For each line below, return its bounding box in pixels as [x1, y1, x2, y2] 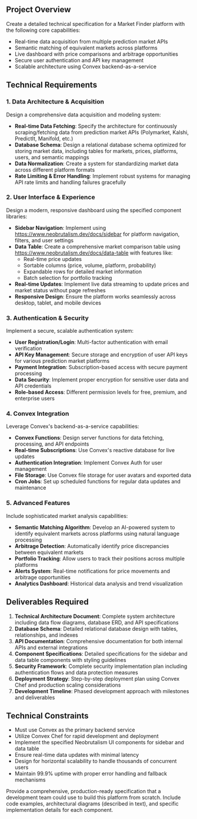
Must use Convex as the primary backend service [14, 726, 135, 734]
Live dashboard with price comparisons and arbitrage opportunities [14, 50, 178, 58]
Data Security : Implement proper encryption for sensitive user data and [14, 376, 189, 383]
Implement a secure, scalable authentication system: [6, 327, 134, 335]
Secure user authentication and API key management [14, 56, 144, 63]
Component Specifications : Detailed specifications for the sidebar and [14, 650, 188, 657]
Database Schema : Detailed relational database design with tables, [14, 625, 178, 632]
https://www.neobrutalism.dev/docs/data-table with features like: [14, 249, 173, 256]
